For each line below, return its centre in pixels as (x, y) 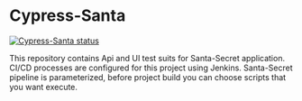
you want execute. (44, 87)
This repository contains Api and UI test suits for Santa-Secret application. (147, 58)
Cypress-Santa (68, 16)
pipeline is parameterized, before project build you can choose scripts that (148, 77)
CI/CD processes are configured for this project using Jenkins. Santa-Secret (151, 68)
